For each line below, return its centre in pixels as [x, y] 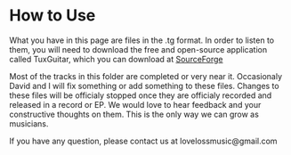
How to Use [53, 16]
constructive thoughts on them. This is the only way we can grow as [134, 114]
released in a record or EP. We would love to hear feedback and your [135, 104]
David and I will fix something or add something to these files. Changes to [144, 86]
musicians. [29, 123]
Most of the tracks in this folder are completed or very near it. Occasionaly [146, 76]
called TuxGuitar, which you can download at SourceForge [116, 59]
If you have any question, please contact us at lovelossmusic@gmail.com [143, 141]
